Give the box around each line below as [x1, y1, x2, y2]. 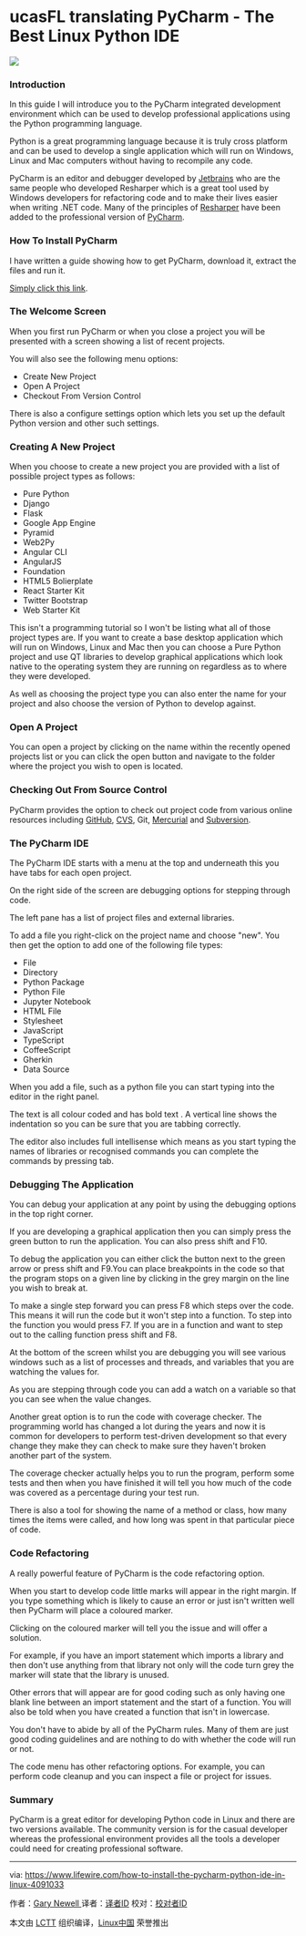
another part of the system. [9, 1450, 112, 1461]
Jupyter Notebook [22, 996, 91, 1007]
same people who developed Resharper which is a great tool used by [9, 182, 270, 193]
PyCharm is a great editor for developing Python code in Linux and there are [9, 1814, 296, 1825]
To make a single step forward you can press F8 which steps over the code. [9, 1301, 294, 1312]
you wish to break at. [9, 1282, 88, 1293]
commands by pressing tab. [9, 1156, 114, 1167]
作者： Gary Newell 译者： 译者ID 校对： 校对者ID [9, 1898, 188, 1909]
